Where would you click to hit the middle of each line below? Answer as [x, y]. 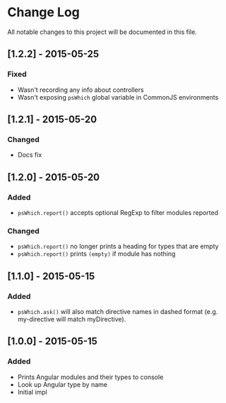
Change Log [43, 12]
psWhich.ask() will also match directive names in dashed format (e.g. [118, 311]
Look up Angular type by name [63, 384]
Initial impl [32, 392]
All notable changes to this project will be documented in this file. [102, 32]
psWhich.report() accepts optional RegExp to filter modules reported [118, 212]
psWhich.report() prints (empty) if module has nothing [96, 254]
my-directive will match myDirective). [72, 319]
